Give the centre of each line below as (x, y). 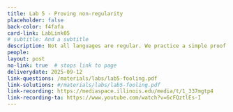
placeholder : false (36, 20)
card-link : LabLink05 (39, 33)
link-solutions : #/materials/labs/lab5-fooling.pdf (84, 85)
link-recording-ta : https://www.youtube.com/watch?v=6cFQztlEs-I (104, 98)
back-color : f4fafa (36, 26)
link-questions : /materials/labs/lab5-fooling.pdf (82, 78)
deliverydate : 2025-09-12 (45, 72)
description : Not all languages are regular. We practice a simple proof (117, 46)
